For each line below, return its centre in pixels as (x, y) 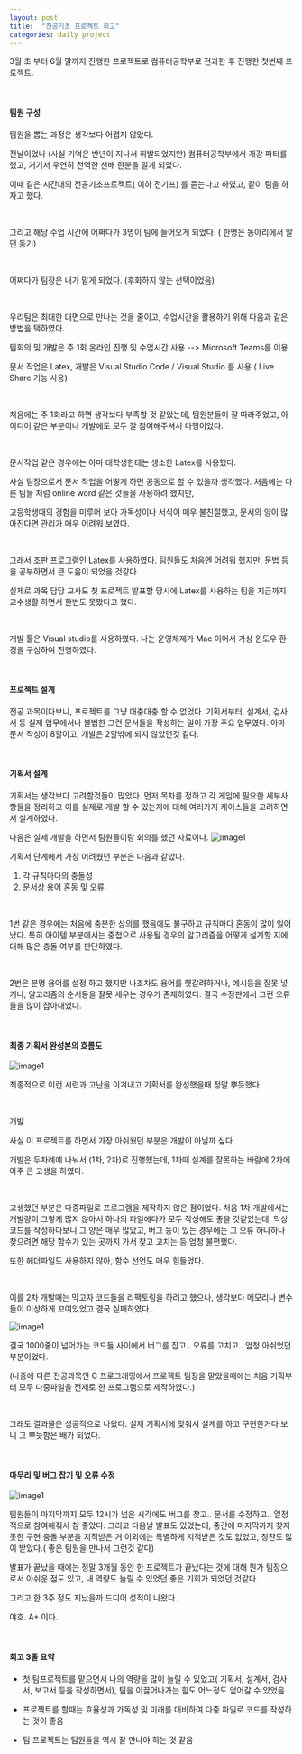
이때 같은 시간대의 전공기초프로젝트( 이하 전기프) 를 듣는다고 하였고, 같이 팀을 (144, 184)
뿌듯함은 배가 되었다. (64, 1435)
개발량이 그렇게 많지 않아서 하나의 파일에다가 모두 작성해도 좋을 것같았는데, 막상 (149, 1219)
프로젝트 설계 (32, 690)
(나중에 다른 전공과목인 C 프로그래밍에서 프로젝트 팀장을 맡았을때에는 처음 (139, 1376)
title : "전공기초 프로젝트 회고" (64, 26)
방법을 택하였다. (37, 328)
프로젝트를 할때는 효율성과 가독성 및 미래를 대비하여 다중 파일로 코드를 (145, 1709)
